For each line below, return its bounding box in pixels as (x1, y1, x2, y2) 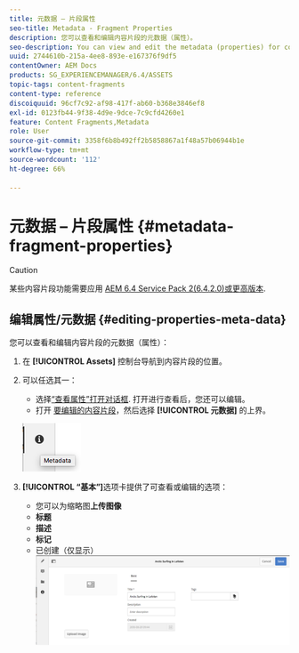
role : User (9, 127, 50, 136)
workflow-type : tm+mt (9, 146, 90, 155)
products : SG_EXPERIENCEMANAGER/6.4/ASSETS (9, 71, 174, 80)
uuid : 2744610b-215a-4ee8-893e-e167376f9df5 (9, 52, 177, 61)
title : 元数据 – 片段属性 (9, 14, 96, 23)
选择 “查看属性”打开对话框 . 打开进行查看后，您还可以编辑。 (35, 394, 250, 405)
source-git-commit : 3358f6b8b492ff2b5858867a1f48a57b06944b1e (9, 136, 245, 146)
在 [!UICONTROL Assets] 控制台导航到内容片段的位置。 (21, 356, 227, 367)
